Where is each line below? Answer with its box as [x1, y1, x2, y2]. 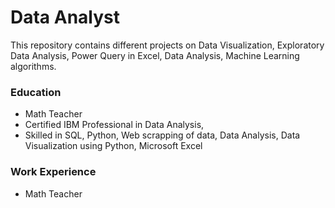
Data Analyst [10, 6, 121, 29]
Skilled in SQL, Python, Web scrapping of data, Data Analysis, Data [24, 129, 301, 141]
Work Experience [10, 165, 97, 179]
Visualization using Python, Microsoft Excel [24, 140, 203, 152]
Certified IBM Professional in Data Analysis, [24, 119, 205, 131]
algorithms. [10, 60, 57, 72]
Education [10, 85, 62, 99]
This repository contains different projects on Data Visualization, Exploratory [10, 39, 325, 51]
